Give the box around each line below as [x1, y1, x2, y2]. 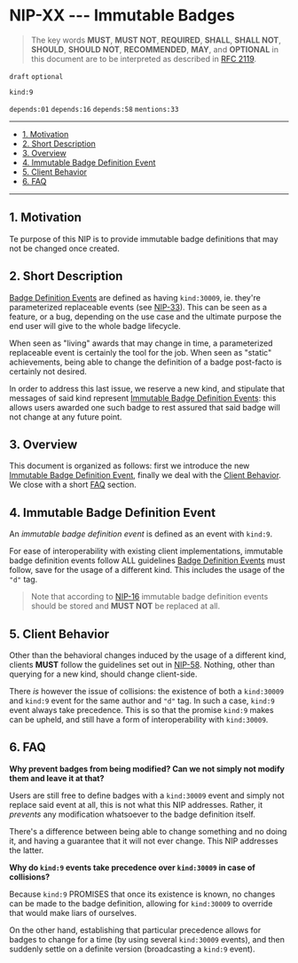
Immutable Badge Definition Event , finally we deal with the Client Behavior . [9, 470, 282, 481]
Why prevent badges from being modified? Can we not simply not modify [9, 763, 286, 774]
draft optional [9, 72, 64, 81]
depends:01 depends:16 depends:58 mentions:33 [9, 105, 179, 114]
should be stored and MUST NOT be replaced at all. [30, 600, 221, 612]
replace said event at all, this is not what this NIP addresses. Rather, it [9, 799, 263, 810]
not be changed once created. [9, 243, 120, 254]
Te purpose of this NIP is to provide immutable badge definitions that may [9, 233, 278, 244]
